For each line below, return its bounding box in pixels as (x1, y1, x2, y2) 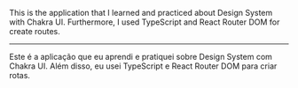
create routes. (9, 26, 60, 36)
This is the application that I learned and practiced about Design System (9, 8, 273, 18)
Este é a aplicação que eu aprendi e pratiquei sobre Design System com (9, 52, 273, 62)
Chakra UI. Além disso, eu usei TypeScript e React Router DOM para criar (9, 61, 278, 71)
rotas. (9, 70, 31, 80)
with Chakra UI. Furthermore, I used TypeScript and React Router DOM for (9, 17, 280, 27)
